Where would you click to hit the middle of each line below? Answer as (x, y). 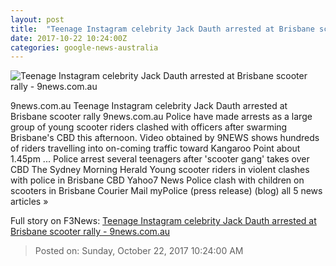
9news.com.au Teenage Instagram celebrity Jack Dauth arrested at (149, 106)
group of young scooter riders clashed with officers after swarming (149, 127)
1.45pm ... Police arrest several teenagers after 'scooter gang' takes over (160, 159)
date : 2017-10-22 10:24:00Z (69, 38)
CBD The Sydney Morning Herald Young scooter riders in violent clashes (160, 170)
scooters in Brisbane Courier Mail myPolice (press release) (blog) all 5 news (166, 191)
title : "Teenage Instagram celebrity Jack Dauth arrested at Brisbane (162, 29)
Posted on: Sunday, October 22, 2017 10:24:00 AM (139, 251)
